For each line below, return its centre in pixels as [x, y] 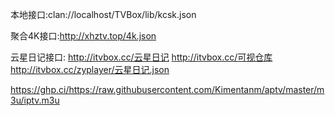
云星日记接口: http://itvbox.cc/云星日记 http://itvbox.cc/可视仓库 [141, 57]
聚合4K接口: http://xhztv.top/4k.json [83, 36]
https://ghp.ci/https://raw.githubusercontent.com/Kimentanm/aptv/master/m [167, 89]
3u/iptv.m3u [35, 100]
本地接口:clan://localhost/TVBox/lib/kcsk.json [103, 14]
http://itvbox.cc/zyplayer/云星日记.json [90, 69]
